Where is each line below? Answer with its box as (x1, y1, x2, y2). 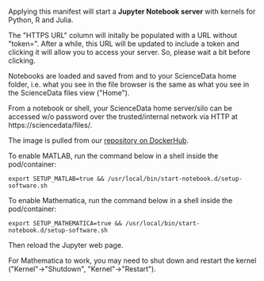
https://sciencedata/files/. (8, 121, 93, 129)
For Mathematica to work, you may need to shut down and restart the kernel (8, 256, 257, 265)
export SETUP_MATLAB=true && (8, 175, 105, 183)
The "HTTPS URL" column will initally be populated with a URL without (8, 31, 238, 40)
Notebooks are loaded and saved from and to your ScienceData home (8, 71, 237, 80)
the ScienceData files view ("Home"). (8, 88, 130, 98)
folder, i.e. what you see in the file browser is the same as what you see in (8, 79, 250, 89)
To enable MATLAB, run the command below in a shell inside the (8, 151, 219, 160)
